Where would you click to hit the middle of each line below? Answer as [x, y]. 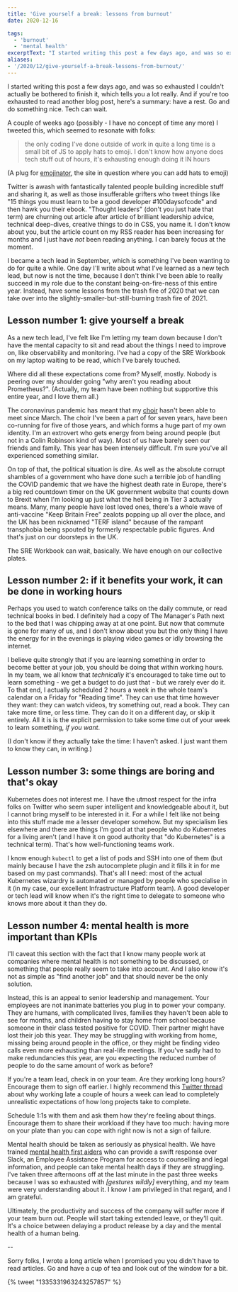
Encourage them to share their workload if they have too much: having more [119, 1123]
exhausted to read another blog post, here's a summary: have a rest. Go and [119, 101]
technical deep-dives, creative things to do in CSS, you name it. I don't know [119, 224]
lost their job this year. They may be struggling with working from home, [112, 1035]
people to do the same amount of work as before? [80, 1065]
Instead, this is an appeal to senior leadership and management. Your [108, 998]
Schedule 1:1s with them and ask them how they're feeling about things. [112, 1116]
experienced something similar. [53, 455]
